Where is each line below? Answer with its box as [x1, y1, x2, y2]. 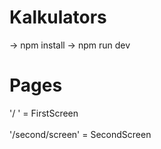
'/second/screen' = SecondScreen [9, 128, 152, 140]
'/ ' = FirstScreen [9, 107, 79, 119]
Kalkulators [9, 6, 107, 29]
